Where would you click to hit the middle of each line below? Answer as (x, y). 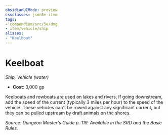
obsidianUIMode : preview (31, 10)
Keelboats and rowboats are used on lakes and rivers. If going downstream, (84, 97)
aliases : (14, 33)
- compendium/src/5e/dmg (31, 24)
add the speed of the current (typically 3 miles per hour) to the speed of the (84, 102)
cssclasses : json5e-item (31, 15)
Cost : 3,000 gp (28, 87)
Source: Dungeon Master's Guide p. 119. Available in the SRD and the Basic (84, 122)
